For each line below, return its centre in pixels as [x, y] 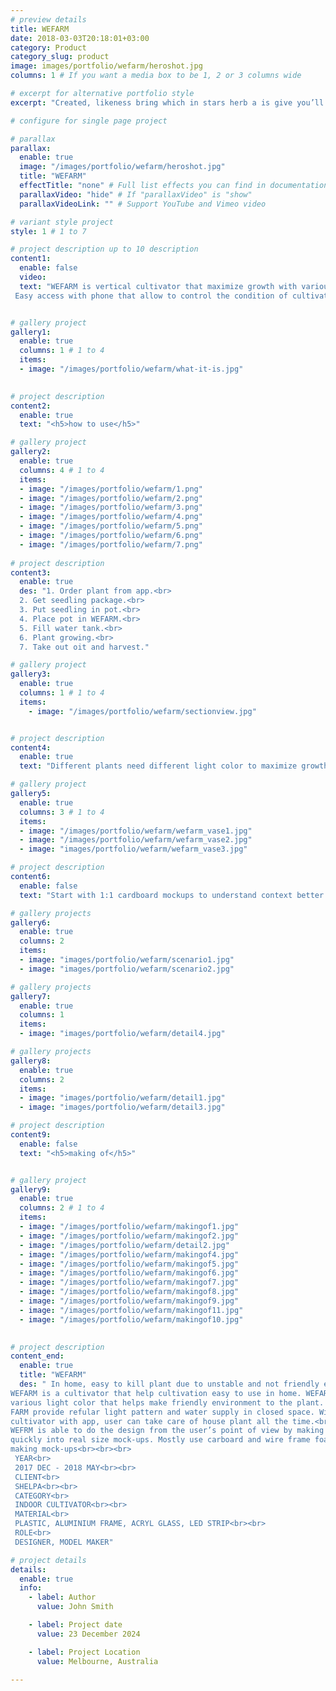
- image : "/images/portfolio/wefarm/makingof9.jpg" [129, 1301]
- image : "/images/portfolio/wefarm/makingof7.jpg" [129, 1282]
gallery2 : [31, 452]
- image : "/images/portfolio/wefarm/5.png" [111, 526]
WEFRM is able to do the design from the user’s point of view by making [167, 1431]
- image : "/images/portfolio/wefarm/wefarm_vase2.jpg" [136, 840]
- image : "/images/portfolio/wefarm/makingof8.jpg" [129, 1292]
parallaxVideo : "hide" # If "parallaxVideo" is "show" [136, 194]
